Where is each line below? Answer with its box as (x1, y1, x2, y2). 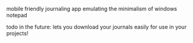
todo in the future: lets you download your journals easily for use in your (6, 24, 187, 30)
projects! (6, 30, 29, 37)
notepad (6, 12, 27, 19)
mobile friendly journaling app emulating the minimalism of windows (6, 5, 178, 12)
